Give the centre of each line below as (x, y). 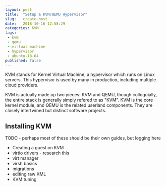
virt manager (25, 158)
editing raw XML (29, 174)
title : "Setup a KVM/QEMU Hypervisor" (46, 14)
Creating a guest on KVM (38, 148)
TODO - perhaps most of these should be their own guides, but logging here (83, 138)
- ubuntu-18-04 (23, 56)
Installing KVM (28, 126)
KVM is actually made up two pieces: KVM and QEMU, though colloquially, (81, 95)
